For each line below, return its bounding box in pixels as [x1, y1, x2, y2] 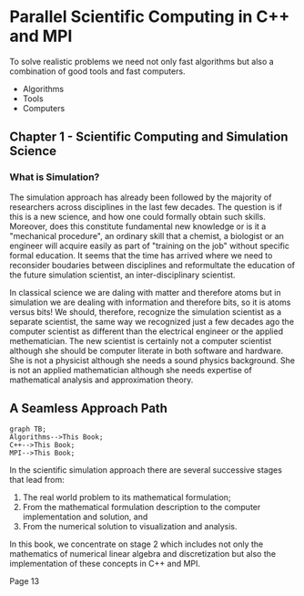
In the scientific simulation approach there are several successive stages [9, 465, 282, 476]
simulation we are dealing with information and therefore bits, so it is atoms [9, 297, 291, 308]
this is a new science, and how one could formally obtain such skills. [9, 211, 266, 222]
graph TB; [9, 424, 47, 434]
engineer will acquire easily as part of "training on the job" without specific [9, 240, 289, 251]
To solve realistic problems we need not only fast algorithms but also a [9, 56, 275, 67]
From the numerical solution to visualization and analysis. [22, 521, 238, 532]
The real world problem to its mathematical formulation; [22, 492, 231, 503]
